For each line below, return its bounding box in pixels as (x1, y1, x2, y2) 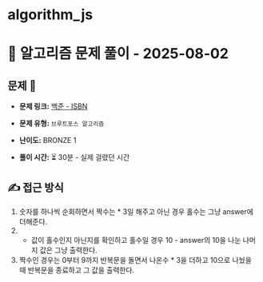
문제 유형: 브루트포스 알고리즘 (18, 118, 105, 129)
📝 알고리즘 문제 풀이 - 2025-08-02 (7, 45, 229, 63)
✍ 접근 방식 (7, 181, 65, 194)
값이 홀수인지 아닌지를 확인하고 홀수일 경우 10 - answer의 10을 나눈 (30, 236, 241, 244)
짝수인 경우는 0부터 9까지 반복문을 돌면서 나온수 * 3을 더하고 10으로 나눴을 (18, 256, 253, 264)
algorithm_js (7, 6, 94, 24)
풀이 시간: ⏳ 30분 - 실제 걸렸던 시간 (18, 153, 130, 162)
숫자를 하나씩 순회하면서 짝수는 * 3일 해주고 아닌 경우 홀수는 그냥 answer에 (18, 207, 253, 216)
